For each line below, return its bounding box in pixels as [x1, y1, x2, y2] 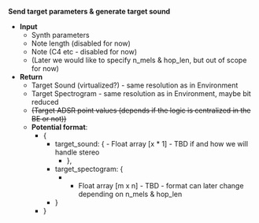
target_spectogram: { [54, 165, 124, 173]
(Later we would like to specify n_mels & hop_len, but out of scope [31, 55, 247, 65]
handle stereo [54, 147, 100, 157]
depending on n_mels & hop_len [78, 189, 183, 199]
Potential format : [31, 122, 88, 132]
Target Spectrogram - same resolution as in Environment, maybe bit [31, 89, 252, 98]
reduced [31, 98, 59, 106]
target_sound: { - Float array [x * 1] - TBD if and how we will [54, 139, 249, 148]
